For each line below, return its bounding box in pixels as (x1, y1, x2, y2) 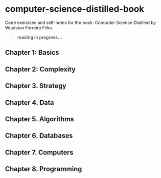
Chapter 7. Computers (5, 148, 73, 156)
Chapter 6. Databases (5, 132, 73, 140)
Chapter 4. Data (5, 98, 54, 107)
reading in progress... (17, 34, 63, 40)
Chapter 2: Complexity (5, 65, 76, 73)
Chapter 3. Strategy (5, 82, 67, 90)
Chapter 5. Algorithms (5, 115, 74, 123)
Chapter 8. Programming (5, 165, 82, 173)
